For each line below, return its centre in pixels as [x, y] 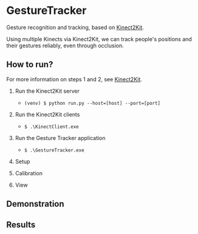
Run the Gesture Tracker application [60, 138]
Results [21, 225]
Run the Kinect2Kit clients [47, 114]
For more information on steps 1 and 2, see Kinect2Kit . [74, 79]
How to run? [30, 65]
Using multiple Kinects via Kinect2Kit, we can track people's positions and [99, 39]
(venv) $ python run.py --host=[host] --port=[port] [92, 103]
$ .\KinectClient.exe [51, 127]
